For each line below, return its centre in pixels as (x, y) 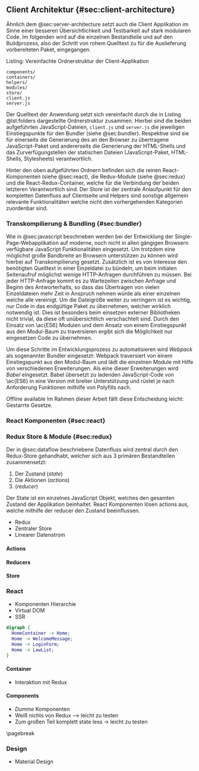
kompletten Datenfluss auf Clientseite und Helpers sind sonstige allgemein (97, 195)
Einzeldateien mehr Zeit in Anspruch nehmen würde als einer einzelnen (93, 294)
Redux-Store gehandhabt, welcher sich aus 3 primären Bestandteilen (91, 456)
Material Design (34, 761)
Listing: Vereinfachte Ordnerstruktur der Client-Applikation (78, 61)
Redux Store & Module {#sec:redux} (59, 436)
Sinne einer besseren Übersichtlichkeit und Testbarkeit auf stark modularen (99, 30)
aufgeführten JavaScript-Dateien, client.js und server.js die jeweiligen (96, 127)
